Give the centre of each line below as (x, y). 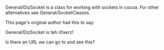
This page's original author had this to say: (50, 22)
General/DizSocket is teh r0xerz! (39, 32)
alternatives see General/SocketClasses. (48, 13)
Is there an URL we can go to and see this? (50, 42)
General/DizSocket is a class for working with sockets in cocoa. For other (82, 7)
